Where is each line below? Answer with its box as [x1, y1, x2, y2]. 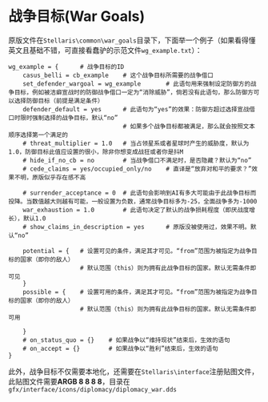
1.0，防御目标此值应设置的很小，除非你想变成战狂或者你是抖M [8, 147, 184, 156]
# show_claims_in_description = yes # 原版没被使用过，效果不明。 [22, 223, 250, 231]
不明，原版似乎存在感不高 [14, 173, 86, 181]
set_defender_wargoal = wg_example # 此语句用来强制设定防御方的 [22, 79, 250, 88]
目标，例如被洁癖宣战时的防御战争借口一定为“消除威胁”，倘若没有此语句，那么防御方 [14, 88, 254, 96]
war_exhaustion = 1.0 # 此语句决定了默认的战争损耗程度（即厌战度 [22, 206, 250, 214]
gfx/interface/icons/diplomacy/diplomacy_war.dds [8, 385, 178, 393]
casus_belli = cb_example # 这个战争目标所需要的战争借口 [22, 71, 214, 79]
